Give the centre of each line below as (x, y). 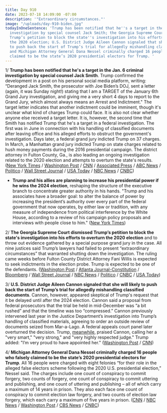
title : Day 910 (21, 10)
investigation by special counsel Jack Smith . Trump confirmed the (74, 76)
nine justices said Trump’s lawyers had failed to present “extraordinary (77, 248)
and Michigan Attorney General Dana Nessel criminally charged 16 (80, 51)
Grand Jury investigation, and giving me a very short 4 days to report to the (83, 97)
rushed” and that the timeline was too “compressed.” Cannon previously (79, 311)
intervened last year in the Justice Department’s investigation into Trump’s (81, 316)
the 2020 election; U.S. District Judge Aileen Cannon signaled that (83, 42)
